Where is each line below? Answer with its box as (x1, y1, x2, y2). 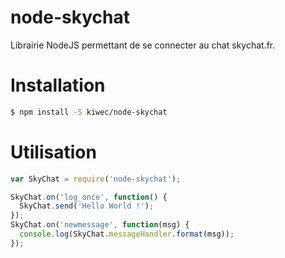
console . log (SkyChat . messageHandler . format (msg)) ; (19, 229, 235, 240)
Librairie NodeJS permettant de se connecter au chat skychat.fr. (10, 39, 276, 51)
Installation (10, 74, 106, 97)
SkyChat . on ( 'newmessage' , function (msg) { (10, 220, 190, 230)
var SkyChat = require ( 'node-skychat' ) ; (10, 174, 182, 184)
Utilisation (10, 141, 97, 163)
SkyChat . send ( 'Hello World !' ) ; (19, 201, 155, 211)
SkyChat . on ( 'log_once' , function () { (10, 192, 168, 202)
